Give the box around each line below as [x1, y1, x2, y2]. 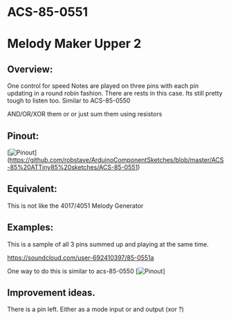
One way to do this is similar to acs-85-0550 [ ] [7, 267, 166, 275]
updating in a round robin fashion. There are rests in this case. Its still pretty [7, 89, 223, 98]
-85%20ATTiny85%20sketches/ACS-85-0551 [7, 163, 138, 171]
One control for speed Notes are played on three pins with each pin [7, 82, 199, 90]
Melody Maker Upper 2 [7, 36, 142, 52]
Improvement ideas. [7, 287, 95, 299]
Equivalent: [7, 183, 57, 195]
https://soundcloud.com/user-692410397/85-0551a [7, 254, 154, 262]
